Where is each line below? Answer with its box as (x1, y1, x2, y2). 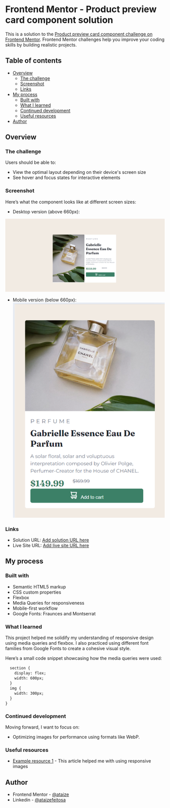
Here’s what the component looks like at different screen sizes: (5, 199, 137, 205)
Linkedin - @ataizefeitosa (12, 797, 66, 803)
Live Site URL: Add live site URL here (12, 542, 90, 548)
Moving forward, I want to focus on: (5, 724, 80, 730)
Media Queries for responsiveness (12, 600, 84, 606)
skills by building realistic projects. (5, 41, 77, 48)
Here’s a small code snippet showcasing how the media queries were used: (5, 655, 162, 661)
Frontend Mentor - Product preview (5, 4, 157, 15)
